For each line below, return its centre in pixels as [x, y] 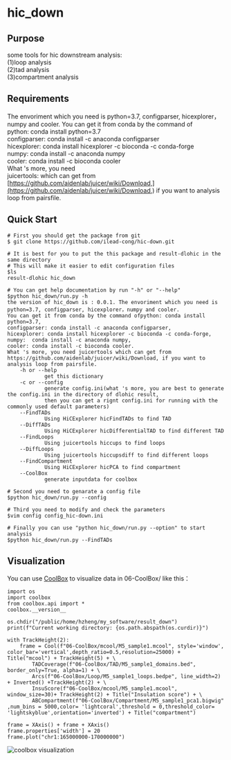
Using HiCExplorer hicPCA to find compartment [112, 467]
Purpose [26, 38]
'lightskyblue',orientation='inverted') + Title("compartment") [102, 713]
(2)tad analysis [28, 70]
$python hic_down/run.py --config [57, 497]
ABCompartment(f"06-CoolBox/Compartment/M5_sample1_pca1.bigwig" [128, 701]
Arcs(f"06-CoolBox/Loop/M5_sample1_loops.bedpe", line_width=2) [127, 677]
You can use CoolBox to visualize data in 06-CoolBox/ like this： [99, 578]
